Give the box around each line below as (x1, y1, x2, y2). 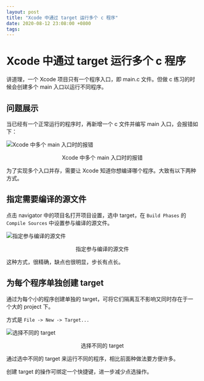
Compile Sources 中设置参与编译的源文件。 (6, 219, 113, 226)
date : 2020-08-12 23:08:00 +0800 (6, 20, 91, 26)
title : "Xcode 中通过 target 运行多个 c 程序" (6, 15, 119, 21)
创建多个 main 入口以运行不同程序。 (16, 83, 107, 91)
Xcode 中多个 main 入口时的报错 (62, 154, 143, 161)
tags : (6, 26, 20, 32)
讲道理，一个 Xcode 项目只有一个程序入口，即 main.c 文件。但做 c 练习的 (6, 76, 190, 83)
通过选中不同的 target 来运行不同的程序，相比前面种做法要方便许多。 (6, 355, 179, 362)
